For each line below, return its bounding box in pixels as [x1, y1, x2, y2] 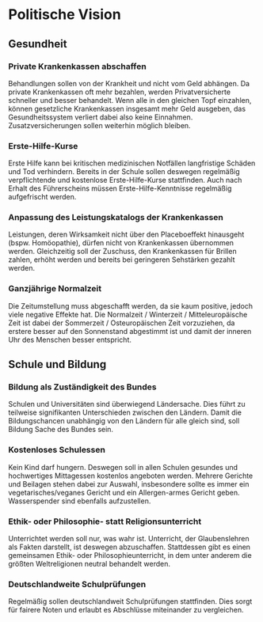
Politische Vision [8, 6, 121, 24]
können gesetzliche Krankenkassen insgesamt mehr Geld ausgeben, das [8, 104, 246, 113]
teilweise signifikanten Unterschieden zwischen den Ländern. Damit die [8, 408, 242, 417]
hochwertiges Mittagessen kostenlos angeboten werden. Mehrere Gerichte [8, 471, 253, 480]
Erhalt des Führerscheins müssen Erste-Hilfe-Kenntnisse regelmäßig [8, 184, 232, 193]
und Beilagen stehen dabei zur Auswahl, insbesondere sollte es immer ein [8, 479, 250, 488]
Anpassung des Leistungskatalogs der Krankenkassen [8, 212, 223, 223]
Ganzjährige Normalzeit [8, 283, 101, 294]
